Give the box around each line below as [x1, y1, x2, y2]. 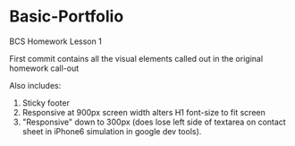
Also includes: [9, 80, 62, 90]
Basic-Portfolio [9, 6, 124, 27]
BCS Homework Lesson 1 [9, 36, 103, 47]
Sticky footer [21, 97, 70, 108]
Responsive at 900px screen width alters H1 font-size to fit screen [21, 107, 265, 117]
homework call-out [9, 63, 80, 73]
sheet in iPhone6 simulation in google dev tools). [21, 125, 202, 136]
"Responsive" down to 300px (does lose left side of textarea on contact [21, 116, 286, 127]
